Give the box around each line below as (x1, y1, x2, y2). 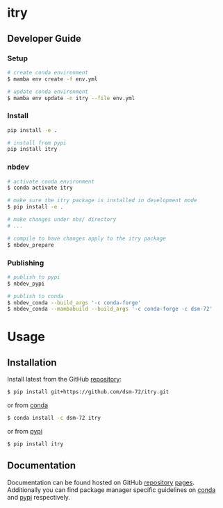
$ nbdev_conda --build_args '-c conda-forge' (7, 299, 141, 306)
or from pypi (7, 427, 43, 436)
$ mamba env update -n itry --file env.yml (7, 95, 135, 101)
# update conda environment (7, 88, 89, 95)
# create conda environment (7, 69, 89, 76)
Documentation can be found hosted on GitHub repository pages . (7, 478, 195, 486)
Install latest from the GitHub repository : (7, 375, 122, 384)
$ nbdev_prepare (7, 241, 54, 248)
